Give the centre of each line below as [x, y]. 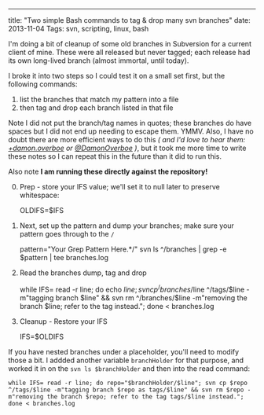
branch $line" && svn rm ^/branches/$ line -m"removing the [151, 297]
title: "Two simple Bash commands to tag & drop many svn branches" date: [130, 20]
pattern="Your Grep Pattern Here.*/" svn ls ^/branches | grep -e [123, 249]
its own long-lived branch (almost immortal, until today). [99, 61]
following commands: [43, 84]
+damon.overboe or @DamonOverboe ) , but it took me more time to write [127, 148]
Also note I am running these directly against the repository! [108, 171]
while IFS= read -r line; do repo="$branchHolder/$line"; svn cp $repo [128, 383]
